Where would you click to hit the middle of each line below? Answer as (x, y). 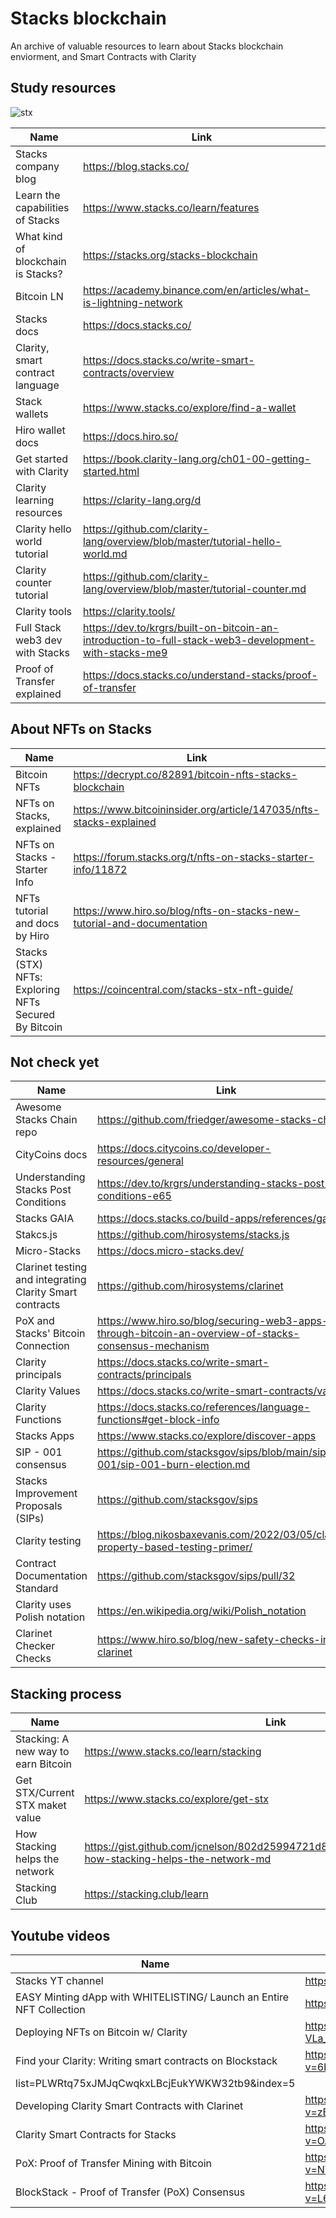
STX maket (41, 1805)
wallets (32, 414)
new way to (42, 1752)
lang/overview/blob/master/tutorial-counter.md (195, 589)
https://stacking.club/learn (146, 1894)
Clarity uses (43, 1605)
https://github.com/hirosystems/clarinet (190, 1286)
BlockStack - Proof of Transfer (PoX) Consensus (130, 2192)
